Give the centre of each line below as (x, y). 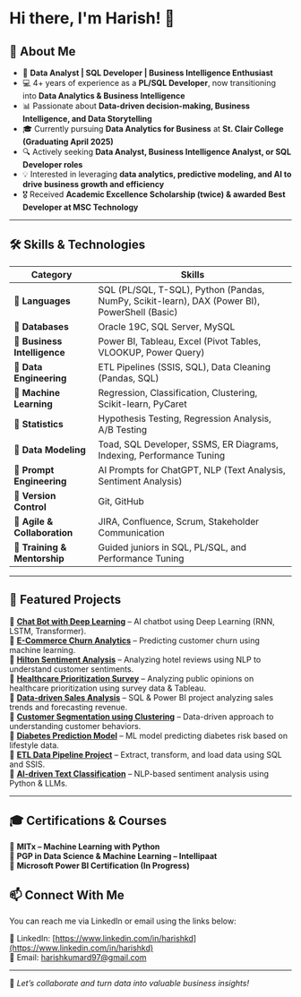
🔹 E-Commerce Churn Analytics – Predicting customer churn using (134, 640)
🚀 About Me (43, 52)
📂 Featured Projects (65, 600)
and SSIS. (27, 764)
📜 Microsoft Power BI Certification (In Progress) (99, 866)
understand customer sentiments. (72, 669)
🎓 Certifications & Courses (88, 821)
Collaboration (43, 532)
